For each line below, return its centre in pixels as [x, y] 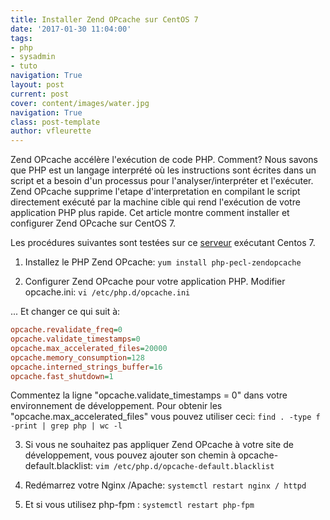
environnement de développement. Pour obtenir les [116, 406]
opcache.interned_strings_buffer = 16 [86, 367]
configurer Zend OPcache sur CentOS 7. [93, 223]
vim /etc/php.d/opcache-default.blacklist [185, 467]
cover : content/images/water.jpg [80, 103]
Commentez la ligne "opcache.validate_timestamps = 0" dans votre [149, 395]
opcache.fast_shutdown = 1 [62, 376]
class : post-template [55, 122]
